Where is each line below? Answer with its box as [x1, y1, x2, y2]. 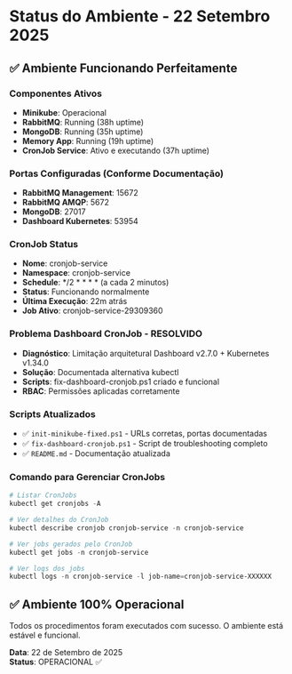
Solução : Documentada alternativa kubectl [21, 366, 179, 377]
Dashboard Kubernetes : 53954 [21, 216, 139, 227]
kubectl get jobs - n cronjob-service [9, 548, 149, 557]
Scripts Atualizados [9, 407, 96, 420]
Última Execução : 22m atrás [21, 296, 128, 307]
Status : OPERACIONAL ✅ [9, 656, 103, 668]
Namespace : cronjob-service [21, 268, 131, 278]
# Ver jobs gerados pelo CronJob [9, 540, 133, 549]
